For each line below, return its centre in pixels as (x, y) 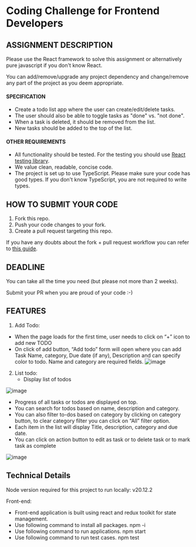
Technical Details (38, 476)
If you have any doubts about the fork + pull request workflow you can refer (98, 243)
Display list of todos (47, 379)
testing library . (32, 161)
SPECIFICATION (26, 96)
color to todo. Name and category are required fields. (79, 361)
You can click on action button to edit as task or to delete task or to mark (102, 439)
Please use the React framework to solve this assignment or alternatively (94, 59)
